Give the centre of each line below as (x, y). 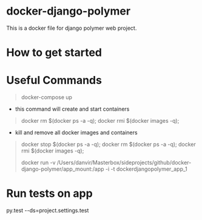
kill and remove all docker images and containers (76, 132)
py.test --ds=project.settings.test (48, 210)
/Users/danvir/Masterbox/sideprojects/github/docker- (124, 163)
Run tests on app (49, 194)
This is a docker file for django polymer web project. (72, 28)
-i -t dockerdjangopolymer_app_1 (146, 169)
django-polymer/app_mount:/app (62, 169)
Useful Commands (54, 81)
